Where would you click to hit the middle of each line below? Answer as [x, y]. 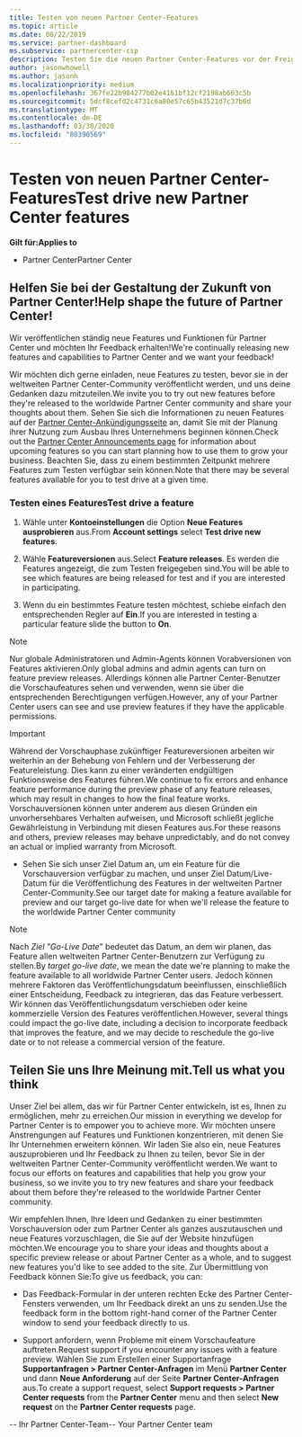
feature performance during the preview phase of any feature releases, [141, 789]
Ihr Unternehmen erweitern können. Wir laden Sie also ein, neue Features [145, 1144]
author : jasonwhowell [50, 68]
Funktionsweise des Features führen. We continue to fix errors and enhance [149, 780]
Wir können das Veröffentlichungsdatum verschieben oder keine [129, 1004]
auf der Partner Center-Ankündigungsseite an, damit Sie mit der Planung [144, 422]
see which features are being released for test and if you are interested [154, 577]
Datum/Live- [249, 873]
